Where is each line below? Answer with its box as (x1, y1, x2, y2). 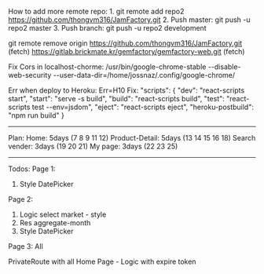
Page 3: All (8, 242, 43, 250)
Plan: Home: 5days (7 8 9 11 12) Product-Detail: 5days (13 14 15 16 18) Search (8, 133, 256, 142)
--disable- (207, 62, 241, 71)
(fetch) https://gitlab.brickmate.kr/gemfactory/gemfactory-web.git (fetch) (8, 47, 245, 56)
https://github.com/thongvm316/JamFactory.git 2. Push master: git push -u (8, 15, 251, 24)
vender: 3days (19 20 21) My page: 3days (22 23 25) (8, 141, 178, 151)
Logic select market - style (19, 210, 107, 219)
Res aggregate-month (19, 218, 91, 227)
